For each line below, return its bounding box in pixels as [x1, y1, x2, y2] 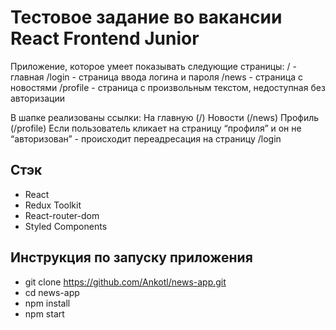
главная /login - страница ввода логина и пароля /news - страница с [10, 71, 303, 83]
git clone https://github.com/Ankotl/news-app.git [24, 276, 227, 288]
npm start [24, 307, 65, 320]
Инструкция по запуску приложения [10, 249, 253, 266]
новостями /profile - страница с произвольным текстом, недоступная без [10, 81, 326, 93]
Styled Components [24, 220, 108, 232]
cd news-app [24, 286, 80, 298]
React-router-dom [24, 209, 100, 221]
